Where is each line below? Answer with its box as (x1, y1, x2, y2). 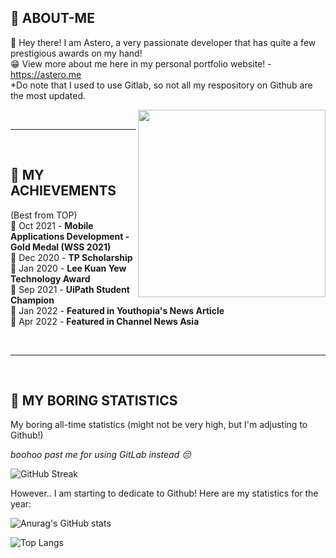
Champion (10, 294, 55, 306)
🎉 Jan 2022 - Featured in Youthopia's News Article (10, 304, 225, 316)
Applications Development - (10, 230, 130, 242)
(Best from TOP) (10, 209, 78, 221)
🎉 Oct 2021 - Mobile (10, 219, 94, 231)
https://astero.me (10, 68, 82, 80)
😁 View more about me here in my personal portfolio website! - (10, 57, 272, 70)
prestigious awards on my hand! (10, 47, 143, 59)
